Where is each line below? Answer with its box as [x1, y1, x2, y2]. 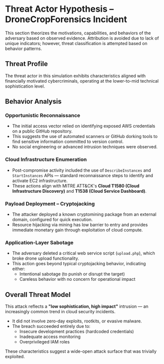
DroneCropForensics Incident [5, 14, 127, 25]
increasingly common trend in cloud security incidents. [5, 309, 116, 315]
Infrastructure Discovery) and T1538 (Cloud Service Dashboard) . [12, 188, 147, 194]
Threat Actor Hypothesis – [5, 3, 114, 15]
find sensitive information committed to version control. [12, 138, 123, 145]
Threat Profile [5, 60, 48, 68]
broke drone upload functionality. [12, 255, 79, 261]
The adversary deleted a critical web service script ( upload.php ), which [12, 250, 155, 256]
